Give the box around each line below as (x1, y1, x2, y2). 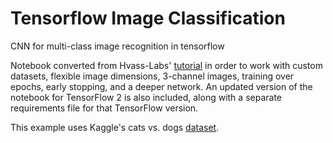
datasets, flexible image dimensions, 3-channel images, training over (10, 70, 295, 82)
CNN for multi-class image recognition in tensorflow (10, 40, 225, 52)
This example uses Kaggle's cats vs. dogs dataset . (10, 121, 220, 133)
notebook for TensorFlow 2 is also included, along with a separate (10, 91, 282, 103)
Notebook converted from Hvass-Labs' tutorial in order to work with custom (10, 59, 323, 71)
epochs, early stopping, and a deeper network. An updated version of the (10, 80, 313, 92)
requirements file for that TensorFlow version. (10, 102, 199, 114)
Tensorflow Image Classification (10, 7, 286, 30)
